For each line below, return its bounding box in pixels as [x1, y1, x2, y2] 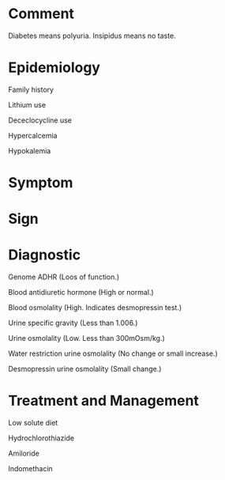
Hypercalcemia [8, 130, 58, 140]
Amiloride [8, 448, 39, 459]
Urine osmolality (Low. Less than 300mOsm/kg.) [8, 334, 166, 343]
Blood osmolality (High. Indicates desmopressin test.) [8, 303, 182, 312]
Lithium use [8, 100, 46, 109]
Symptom [8, 174, 73, 192]
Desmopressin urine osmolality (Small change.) [8, 365, 162, 374]
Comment [8, 5, 75, 23]
